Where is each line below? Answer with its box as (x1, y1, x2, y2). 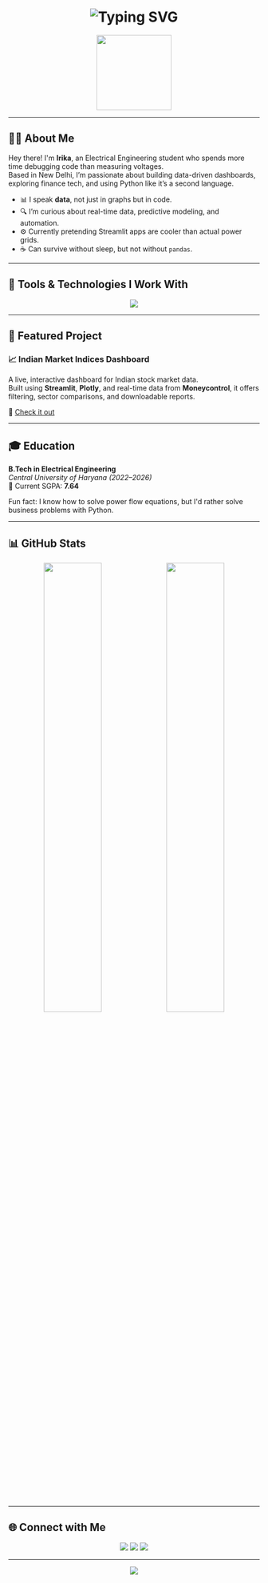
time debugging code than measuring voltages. (8, 161, 164, 171)
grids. (19, 234, 40, 244)
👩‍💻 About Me (8, 132, 75, 146)
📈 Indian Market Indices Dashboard (8, 353, 150, 364)
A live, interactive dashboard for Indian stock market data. (8, 375, 199, 384)
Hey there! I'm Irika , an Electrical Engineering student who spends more (8, 153, 245, 162)
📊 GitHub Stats (8, 537, 86, 551)
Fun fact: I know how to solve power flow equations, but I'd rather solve (8, 497, 243, 507)
